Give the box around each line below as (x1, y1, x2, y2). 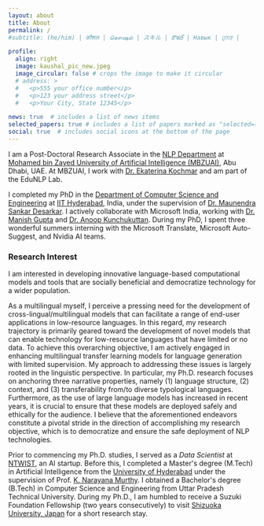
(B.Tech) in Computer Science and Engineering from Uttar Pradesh (8, 483, 224, 493)
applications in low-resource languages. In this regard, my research (8, 318, 227, 328)
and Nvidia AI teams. (38, 232, 106, 241)
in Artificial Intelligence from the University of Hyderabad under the (8, 467, 226, 476)
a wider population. (8, 286, 71, 295)
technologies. (8, 435, 53, 445)
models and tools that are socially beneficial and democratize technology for (8, 277, 256, 287)
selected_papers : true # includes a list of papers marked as (8, 120, 216, 128)
